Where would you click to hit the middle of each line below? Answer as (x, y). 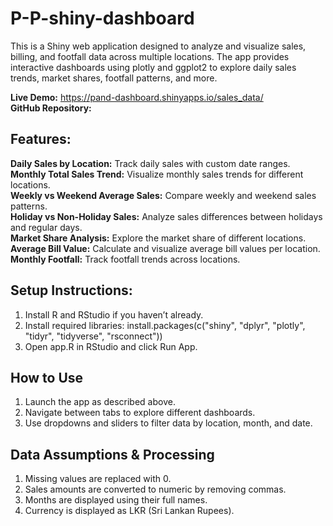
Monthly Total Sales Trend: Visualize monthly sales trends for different (157, 174)
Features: (41, 139)
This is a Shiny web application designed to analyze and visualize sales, (158, 46)
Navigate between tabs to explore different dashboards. (140, 413)
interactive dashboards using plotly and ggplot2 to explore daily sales (153, 67)
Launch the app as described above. (100, 402)
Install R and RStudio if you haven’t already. (114, 314)
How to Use (47, 377)
